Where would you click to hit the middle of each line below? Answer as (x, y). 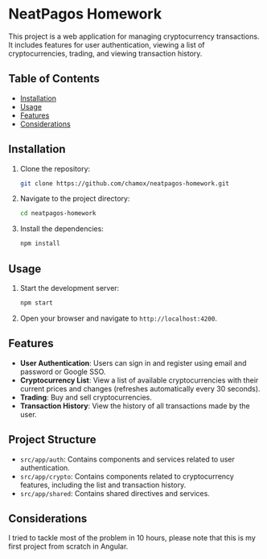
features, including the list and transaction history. (103, 485)
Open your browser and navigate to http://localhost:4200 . (118, 318)
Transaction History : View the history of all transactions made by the (135, 406)
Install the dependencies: (62, 229)
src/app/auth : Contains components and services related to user (127, 459)
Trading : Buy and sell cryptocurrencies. (86, 397)
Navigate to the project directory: (75, 199)
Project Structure (52, 440)
